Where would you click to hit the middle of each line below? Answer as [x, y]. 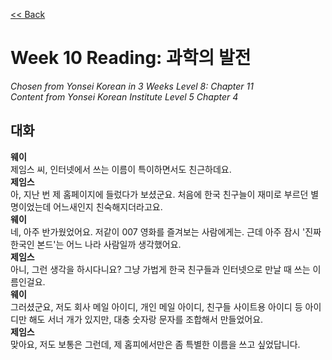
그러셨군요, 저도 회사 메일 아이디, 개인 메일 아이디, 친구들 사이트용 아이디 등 [156, 306]
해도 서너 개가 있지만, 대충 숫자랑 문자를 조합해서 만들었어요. [146, 319]
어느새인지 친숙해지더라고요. [108, 206]
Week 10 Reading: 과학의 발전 [131, 58]
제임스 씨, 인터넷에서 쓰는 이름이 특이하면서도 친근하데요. [121, 169]
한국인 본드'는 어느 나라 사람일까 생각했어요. [96, 244]
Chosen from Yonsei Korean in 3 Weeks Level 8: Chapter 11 [132, 86]
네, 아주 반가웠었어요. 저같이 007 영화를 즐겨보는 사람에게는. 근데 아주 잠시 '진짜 [166, 231]
